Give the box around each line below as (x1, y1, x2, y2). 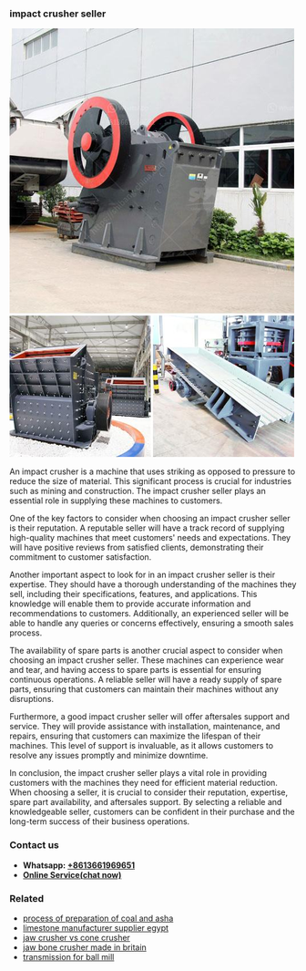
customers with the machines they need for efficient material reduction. (9, 778, 278, 789)
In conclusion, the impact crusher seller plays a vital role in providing (9, 768, 267, 779)
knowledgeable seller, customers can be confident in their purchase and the (9, 806, 295, 818)
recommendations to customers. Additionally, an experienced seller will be (9, 608, 290, 619)
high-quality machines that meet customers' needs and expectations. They (9, 532, 291, 543)
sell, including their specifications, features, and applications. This (9, 589, 258, 600)
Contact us (9, 839, 59, 852)
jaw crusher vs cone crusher (22, 932, 130, 943)
